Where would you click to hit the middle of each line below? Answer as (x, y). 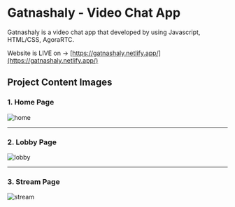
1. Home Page (31, 102)
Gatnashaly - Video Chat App (94, 13)
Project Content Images (60, 83)
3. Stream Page (34, 181)
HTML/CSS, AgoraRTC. (41, 39)
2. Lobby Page (32, 142)
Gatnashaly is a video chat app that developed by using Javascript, (104, 32)
